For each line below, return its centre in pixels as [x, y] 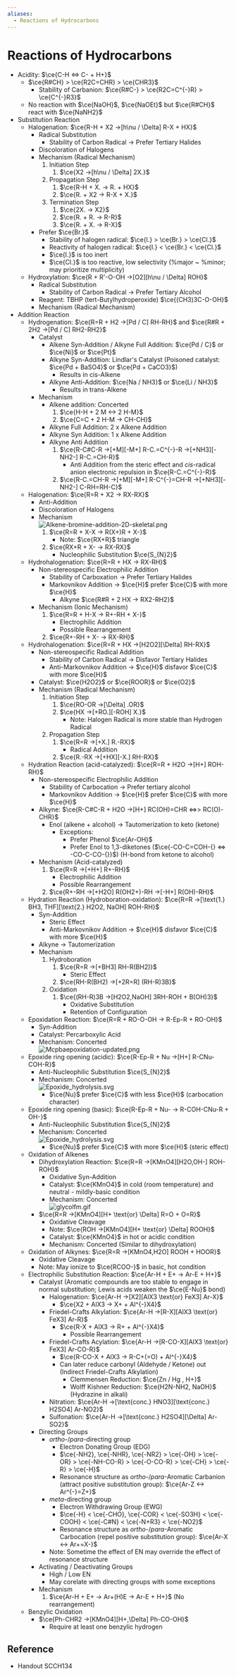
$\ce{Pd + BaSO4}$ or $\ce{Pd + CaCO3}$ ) [113, 367]
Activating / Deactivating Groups [86, 1567]
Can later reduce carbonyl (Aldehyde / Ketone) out [133, 1364]
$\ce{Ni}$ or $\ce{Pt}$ [82, 352]
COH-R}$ [42, 1065]
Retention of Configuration [108, 1012]
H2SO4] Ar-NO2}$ [76, 1409]
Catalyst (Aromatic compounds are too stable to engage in [123, 1282]
